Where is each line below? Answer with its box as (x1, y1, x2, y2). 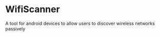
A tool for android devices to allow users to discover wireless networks (5, 20, 155, 26)
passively (5, 25, 26, 31)
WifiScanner (5, 4, 60, 15)
